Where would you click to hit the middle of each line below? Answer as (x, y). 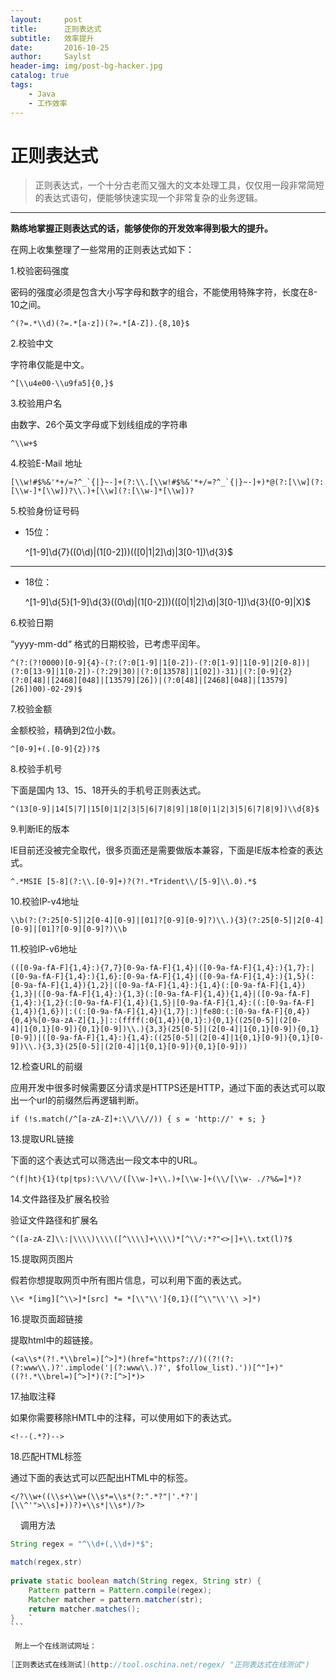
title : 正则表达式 (56, 29)
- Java (42, 94)
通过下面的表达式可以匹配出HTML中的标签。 (102, 1478)
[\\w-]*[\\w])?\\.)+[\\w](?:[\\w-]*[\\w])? (102, 491)
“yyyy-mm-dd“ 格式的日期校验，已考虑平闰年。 (108, 644)
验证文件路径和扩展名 (54, 1220)
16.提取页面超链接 (46, 1319)
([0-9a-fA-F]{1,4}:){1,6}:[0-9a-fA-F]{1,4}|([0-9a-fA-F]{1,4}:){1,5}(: (162, 977)
